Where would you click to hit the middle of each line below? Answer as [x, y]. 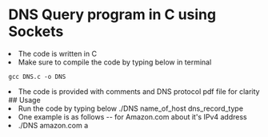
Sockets [36, 31]
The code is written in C [58, 53]
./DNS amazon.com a [54, 125]
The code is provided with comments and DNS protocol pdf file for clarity [139, 91]
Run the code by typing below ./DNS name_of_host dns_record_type [131, 108]
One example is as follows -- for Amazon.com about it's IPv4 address [133, 116]
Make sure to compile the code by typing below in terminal [115, 62]
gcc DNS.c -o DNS [37, 76]
